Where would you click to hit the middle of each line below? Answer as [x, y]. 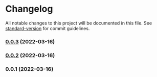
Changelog [29, 9]
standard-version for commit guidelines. [48, 28]
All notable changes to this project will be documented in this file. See [79, 23]
